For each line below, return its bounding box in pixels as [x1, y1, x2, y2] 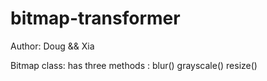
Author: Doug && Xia [10, 40, 95, 52]
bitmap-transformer [10, 7, 181, 30]
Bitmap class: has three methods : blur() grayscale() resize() [10, 59, 258, 71]
